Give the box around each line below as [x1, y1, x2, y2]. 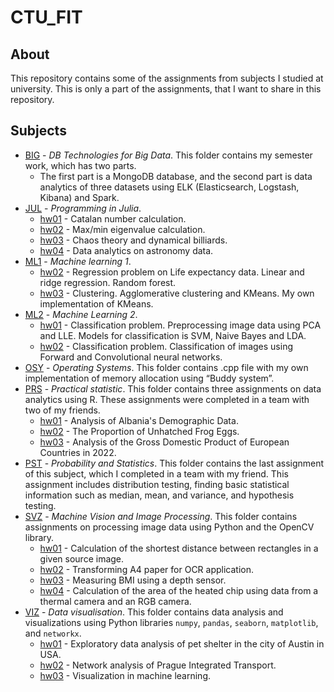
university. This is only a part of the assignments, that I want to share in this [10, 83, 322, 95]
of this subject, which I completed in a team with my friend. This [24, 467, 289, 480]
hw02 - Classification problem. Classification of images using [39, 340, 293, 352]
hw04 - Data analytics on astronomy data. [39, 244, 214, 256]
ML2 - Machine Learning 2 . [24, 308, 138, 320]
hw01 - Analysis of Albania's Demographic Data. [39, 414, 239, 426]
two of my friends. [24, 404, 101, 416]
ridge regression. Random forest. [39, 276, 177, 288]
